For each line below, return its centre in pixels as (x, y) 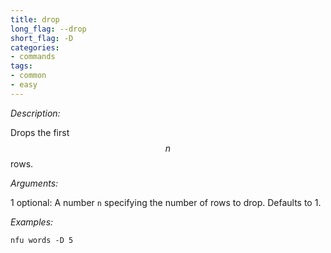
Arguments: (34, 183)
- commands (33, 57)
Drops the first (40, 132)
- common (28, 76)
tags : (21, 66)
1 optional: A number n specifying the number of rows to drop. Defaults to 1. (166, 202)
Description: (35, 113)
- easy (24, 85)
